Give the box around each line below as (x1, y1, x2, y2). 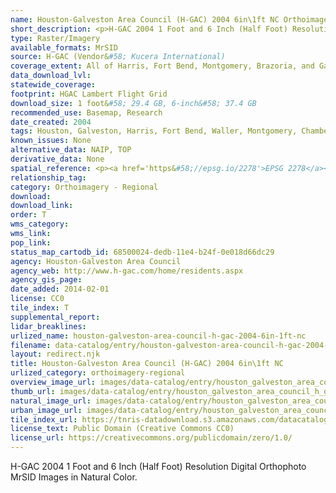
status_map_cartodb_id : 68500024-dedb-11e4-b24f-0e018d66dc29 (10, 247, 275, 257)
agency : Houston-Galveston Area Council (10, 256, 182, 266)
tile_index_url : (10, 414, 78, 425)
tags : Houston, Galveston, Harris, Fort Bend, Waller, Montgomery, (10, 126, 298, 136)
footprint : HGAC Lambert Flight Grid (10, 89, 168, 99)
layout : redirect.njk (10, 349, 101, 360)
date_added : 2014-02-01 (10, 284, 110, 295)
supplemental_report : (10, 312, 101, 322)
